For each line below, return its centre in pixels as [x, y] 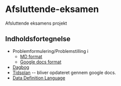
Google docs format [41, 62]
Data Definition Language [39, 78]
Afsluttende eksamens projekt [36, 23]
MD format [31, 56]
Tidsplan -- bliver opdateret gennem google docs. [64, 72]
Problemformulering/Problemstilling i [50, 51]
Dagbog [21, 67]
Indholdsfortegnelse [38, 39]
